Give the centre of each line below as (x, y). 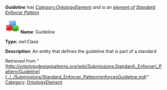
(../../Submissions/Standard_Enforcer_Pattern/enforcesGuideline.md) (76, 77)
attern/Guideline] (22, 71)
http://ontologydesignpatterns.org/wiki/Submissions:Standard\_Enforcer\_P (84, 66)
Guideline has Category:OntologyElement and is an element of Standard (80, 7)
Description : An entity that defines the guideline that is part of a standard (81, 51)
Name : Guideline (37, 32)
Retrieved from (20, 61)
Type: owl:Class (22, 41)
